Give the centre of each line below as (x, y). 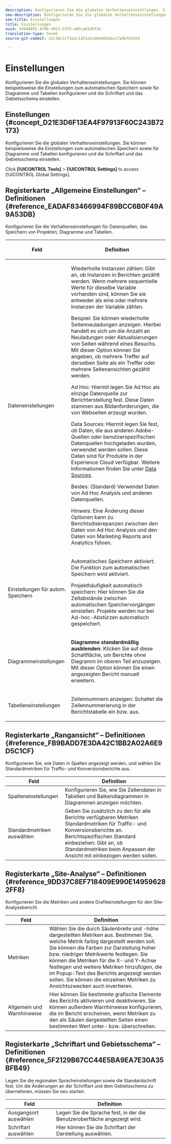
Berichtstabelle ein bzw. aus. (105, 712)
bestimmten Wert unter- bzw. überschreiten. (103, 1026)
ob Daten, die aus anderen (103, 431)
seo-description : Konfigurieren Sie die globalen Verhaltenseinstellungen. (87, 15)
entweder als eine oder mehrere (109, 301)
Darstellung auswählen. (84, 1133)
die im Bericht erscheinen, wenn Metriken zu (103, 1013)
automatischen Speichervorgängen (113, 605)
